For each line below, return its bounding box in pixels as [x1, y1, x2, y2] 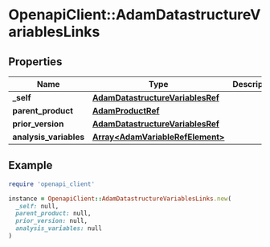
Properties [8, 55, 63, 68]
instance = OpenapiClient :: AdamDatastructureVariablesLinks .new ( [8, 195, 231, 203]
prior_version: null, [15, 217, 88, 225]
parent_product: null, [15, 209, 92, 218]
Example [8, 158, 53, 172]
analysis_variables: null [15, 224, 103, 233]
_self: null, [15, 202, 59, 210]
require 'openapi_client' [8, 179, 95, 188]
